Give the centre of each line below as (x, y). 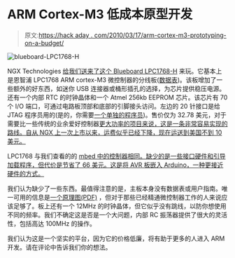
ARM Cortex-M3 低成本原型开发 (100, 14)
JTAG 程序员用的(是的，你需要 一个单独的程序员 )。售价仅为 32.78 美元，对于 (117, 115)
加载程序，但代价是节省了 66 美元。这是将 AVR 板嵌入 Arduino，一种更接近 (115, 165)
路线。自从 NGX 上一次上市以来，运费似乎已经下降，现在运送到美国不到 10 (115, 132)
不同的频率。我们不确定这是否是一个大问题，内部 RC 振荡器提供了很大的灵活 (117, 215)
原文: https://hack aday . (58, 35)
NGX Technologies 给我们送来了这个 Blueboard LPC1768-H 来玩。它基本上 (115, 71)
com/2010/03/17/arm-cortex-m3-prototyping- (160, 35)
